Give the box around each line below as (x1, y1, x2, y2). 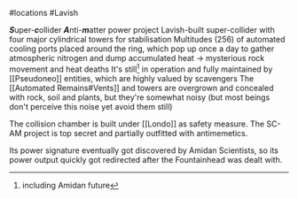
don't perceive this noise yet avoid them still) (9, 101, 173, 111)
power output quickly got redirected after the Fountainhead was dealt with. (9, 154, 283, 165)
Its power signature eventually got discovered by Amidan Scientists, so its (9, 145, 279, 156)
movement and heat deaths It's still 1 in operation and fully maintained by (9, 62, 273, 74)
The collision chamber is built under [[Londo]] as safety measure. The (9, 119, 264, 129)
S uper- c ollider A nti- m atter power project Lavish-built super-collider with (9, 25, 275, 34)
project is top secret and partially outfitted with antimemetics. (23, 127, 248, 138)
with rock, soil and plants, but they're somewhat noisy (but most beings (9, 92, 271, 103)
